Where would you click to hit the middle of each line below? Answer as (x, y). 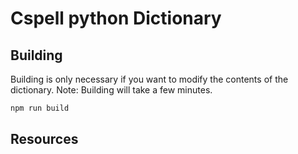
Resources (44, 139)
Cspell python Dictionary (116, 18)
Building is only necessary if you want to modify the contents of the (149, 79)
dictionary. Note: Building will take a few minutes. (111, 90)
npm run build (40, 108)
